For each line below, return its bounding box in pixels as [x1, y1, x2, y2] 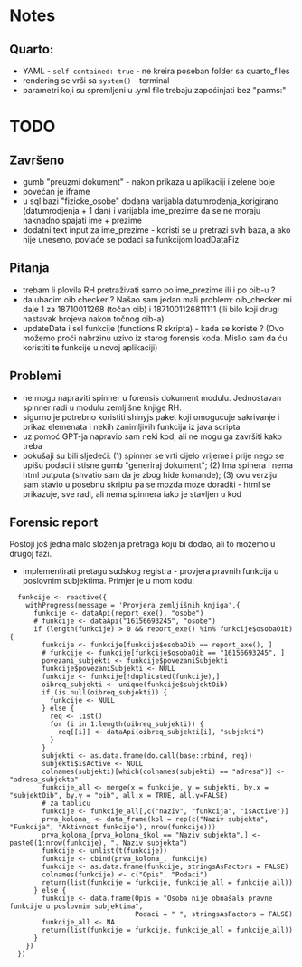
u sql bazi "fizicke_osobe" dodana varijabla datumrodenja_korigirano [22, 196, 278, 206]
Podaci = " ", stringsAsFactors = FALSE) [134, 910, 294, 919]
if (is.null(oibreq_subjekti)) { [42, 688, 168, 697]
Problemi [9, 369, 61, 384]
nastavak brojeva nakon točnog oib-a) [22, 313, 165, 324]
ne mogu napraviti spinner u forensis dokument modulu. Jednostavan [22, 392, 282, 403]
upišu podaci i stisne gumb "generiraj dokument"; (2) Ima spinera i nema [22, 459, 294, 471]
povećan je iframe [22, 187, 90, 196]
